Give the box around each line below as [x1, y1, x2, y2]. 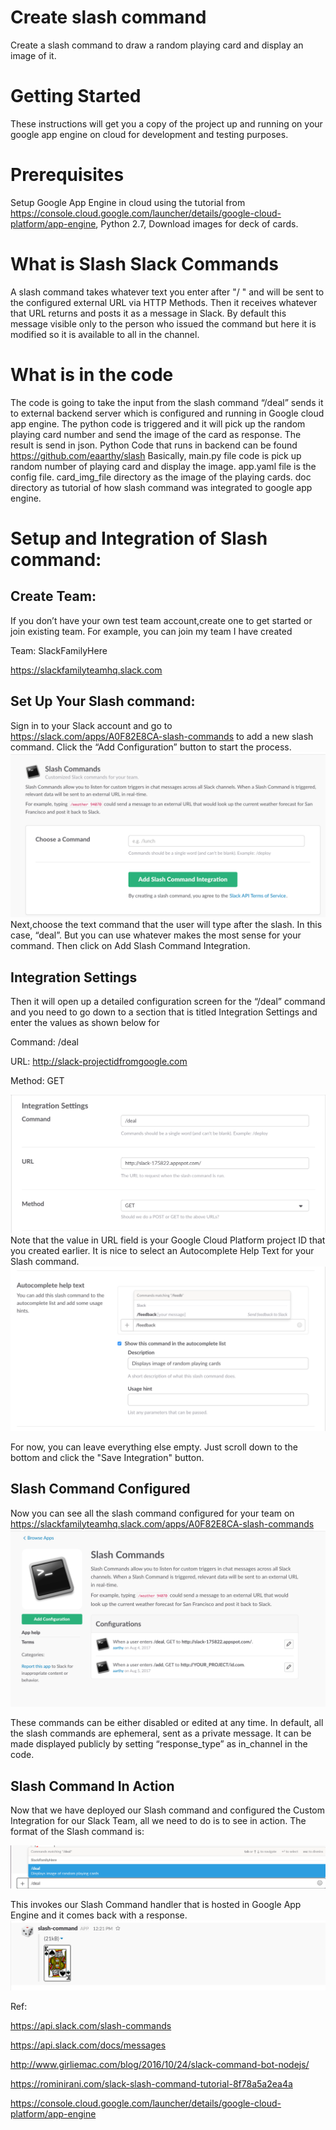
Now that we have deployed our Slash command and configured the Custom [10, 1804, 326, 1816]
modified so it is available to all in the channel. [10, 328, 200, 340]
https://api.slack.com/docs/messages [10, 2039, 167, 2051]
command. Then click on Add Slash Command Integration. [10, 940, 251, 952]
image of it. [10, 49, 57, 61]
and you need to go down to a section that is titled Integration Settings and [10, 1006, 318, 1018]
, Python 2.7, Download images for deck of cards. [95, 217, 299, 230]
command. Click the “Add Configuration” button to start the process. [10, 741, 292, 753]
